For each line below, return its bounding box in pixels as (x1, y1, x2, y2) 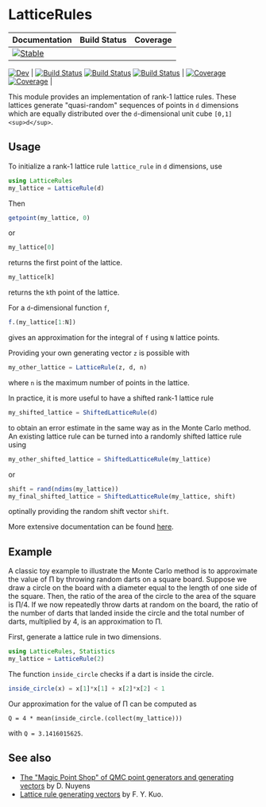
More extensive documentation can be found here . (8, 522, 175, 531)
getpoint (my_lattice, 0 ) (8, 214, 91, 222)
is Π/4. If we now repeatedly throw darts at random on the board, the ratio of (8, 600, 259, 609)
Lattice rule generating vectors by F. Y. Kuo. (19, 789, 164, 799)
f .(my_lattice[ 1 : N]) (8, 319, 77, 326)
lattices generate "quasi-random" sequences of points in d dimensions (8, 100, 239, 110)
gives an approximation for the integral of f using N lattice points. (8, 333, 220, 342)
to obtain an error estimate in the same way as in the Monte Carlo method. (8, 423, 252, 432)
